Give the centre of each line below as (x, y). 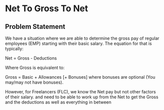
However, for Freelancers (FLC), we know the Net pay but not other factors (81, 92)
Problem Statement (35, 27)
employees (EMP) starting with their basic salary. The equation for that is (79, 44)
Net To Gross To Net (47, 9)
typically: (14, 49)
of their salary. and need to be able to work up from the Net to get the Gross (82, 97)
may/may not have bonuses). (34, 82)
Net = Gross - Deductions (31, 58)
